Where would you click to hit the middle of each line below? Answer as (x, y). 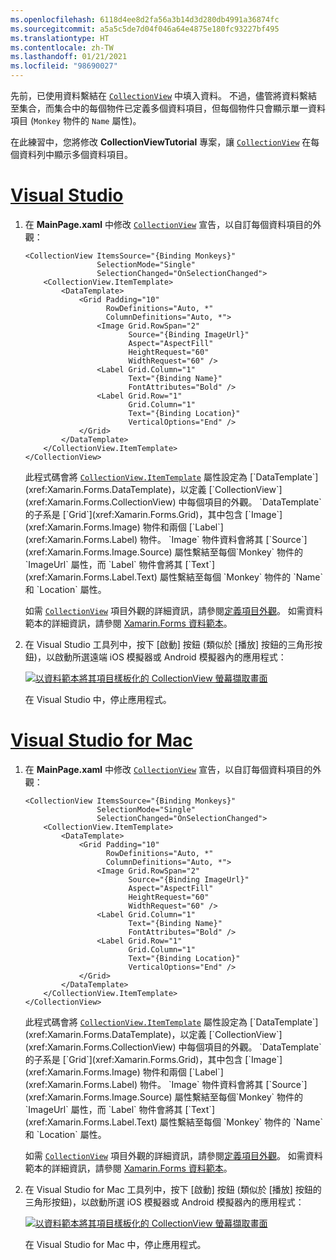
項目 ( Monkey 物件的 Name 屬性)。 (76, 120)
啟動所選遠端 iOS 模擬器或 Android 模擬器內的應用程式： (170, 657)
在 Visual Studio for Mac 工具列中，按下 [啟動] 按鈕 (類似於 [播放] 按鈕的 (173, 1189)
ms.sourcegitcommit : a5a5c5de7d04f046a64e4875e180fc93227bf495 (145, 29)
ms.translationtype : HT (60, 38)
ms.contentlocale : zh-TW (62, 47)
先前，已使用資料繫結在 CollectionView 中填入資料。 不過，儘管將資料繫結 (164, 95)
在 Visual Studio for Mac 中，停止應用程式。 (115, 1244)
